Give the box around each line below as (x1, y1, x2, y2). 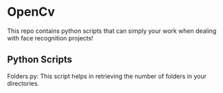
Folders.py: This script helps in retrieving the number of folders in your (7, 72, 207, 80)
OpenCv (7, 4, 56, 20)
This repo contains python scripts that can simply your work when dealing (7, 27, 217, 35)
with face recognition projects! (7, 34, 94, 42)
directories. (7, 79, 40, 88)
